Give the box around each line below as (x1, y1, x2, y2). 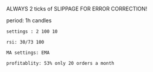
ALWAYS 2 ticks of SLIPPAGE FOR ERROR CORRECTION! (6, 5, 148, 12)
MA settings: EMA (6, 50, 50, 56)
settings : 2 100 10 (6, 28, 58, 34)
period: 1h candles (6, 17, 52, 24)
